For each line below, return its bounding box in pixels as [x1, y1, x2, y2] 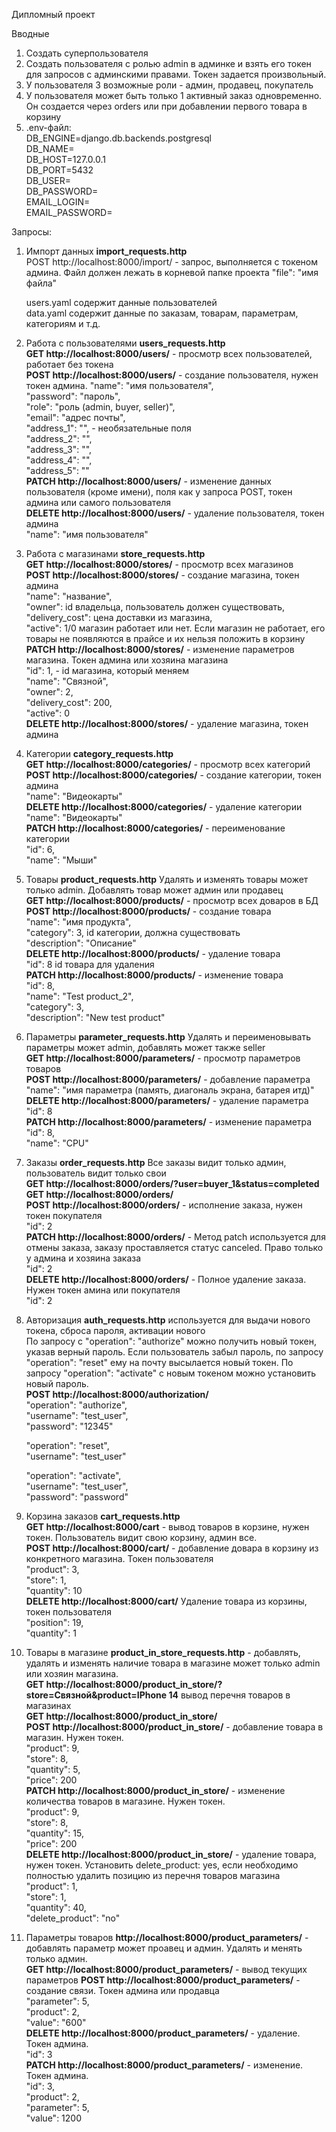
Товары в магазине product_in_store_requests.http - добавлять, [25, 1647, 301, 1658]
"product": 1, [25, 1880, 78, 1892]
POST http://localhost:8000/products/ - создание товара [25, 905, 272, 917]
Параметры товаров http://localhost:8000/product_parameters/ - [25, 1932, 309, 1943]
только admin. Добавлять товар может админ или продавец [25, 884, 284, 896]
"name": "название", [25, 590, 113, 602]
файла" [25, 277, 58, 289]
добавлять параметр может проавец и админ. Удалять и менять [25, 1942, 303, 1954]
